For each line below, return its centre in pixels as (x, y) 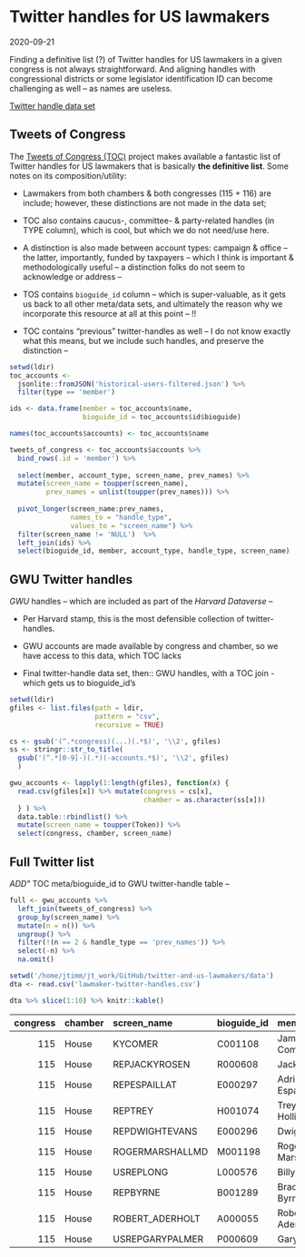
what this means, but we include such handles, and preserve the (143, 340)
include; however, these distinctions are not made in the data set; (144, 202)
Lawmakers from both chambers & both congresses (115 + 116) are (147, 193)
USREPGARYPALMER (158, 1239)
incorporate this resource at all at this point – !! (109, 313)
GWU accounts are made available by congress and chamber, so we (150, 646)
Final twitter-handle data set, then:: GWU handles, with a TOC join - (148, 673)
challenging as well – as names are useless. (91, 88)
